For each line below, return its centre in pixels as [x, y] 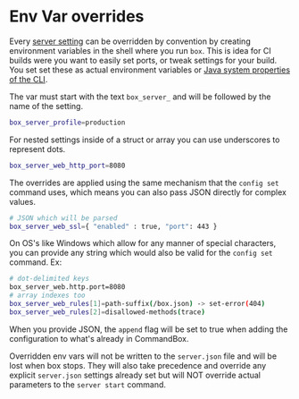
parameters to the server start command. [88, 384]
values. [22, 201]
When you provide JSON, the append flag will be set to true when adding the [149, 329]
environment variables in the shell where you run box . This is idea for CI [140, 50]
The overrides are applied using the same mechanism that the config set [144, 183]
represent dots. [37, 149]
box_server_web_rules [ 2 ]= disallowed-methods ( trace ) [107, 312]
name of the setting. [46, 106]
